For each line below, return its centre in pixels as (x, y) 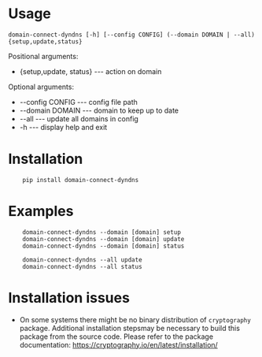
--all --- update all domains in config (79, 118)
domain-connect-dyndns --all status (83, 266)
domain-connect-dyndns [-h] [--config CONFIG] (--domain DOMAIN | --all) (132, 35)
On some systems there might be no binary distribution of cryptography (135, 319)
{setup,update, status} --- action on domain (90, 71)
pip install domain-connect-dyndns (81, 180)
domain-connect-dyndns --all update (83, 260)
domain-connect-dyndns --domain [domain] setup (101, 232)
